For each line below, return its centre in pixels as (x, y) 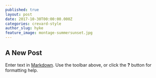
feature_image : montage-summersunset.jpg (49, 33)
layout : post (19, 14)
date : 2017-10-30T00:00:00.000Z (39, 19)
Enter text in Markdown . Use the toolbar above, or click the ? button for (78, 65)
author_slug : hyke (24, 28)
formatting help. (22, 70)
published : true (22, 10)
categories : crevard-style (33, 24)
